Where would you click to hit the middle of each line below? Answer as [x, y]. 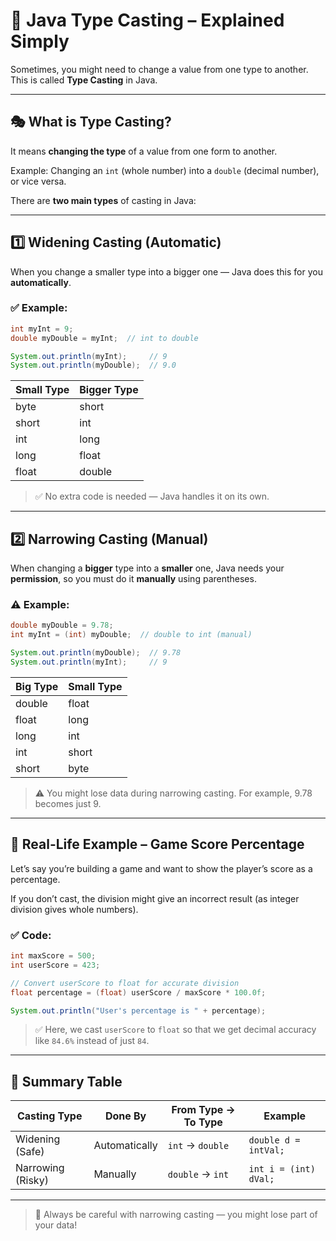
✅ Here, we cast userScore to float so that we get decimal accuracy [175, 1030]
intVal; [266, 1150]
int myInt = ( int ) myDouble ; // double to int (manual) [131, 635]
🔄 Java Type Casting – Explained [147, 20]
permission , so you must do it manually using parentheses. [133, 579]
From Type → [203, 1110]
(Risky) [32, 1181]
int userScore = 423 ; [55, 965]
